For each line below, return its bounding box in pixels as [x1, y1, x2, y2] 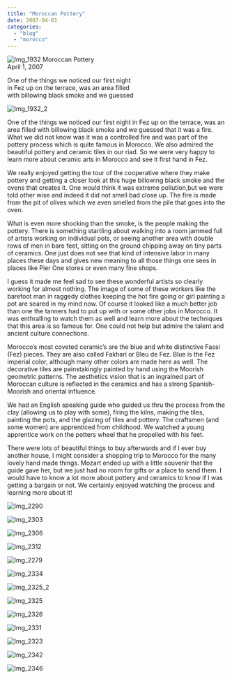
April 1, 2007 [7, 63, 43, 71]
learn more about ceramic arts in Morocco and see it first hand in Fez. [7, 155, 208, 164]
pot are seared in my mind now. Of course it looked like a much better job [7, 299, 218, 308]
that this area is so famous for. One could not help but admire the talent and [7, 322, 224, 330]
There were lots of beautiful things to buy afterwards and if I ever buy [7, 444, 207, 452]
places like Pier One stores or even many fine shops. [7, 264, 158, 272]
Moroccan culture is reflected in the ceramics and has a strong [7, 380, 188, 388]
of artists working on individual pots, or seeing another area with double [7, 234, 214, 243]
